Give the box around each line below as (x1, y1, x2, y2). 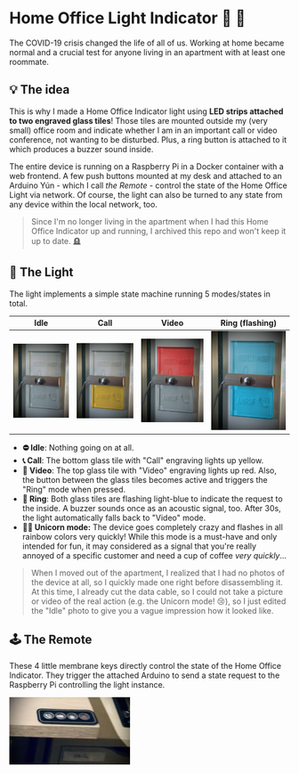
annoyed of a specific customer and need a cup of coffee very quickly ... (21, 550, 287, 560)
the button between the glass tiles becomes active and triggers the (21, 474, 269, 485)
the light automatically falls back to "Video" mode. (21, 512, 206, 523)
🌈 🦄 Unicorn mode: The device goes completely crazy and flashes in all (21, 521, 283, 533)
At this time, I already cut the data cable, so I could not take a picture (30, 586, 283, 597)
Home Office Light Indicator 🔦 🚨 (9, 8, 246, 29)
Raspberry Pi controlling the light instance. (9, 679, 166, 689)
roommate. (9, 56, 49, 67)
